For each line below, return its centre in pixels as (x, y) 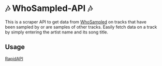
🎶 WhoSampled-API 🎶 (49, 8)
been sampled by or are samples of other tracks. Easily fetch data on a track (81, 27)
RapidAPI (14, 58)
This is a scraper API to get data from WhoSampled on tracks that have (76, 22)
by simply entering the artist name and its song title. (57, 32)
